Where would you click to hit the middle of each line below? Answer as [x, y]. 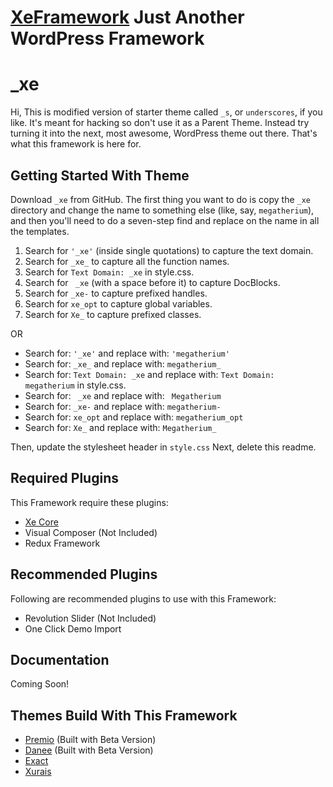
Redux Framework [62, 543]
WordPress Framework [107, 38]
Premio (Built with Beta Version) [90, 740]
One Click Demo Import [73, 628]
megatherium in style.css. [75, 385]
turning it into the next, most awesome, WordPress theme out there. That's [164, 133]
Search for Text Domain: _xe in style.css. [109, 272]
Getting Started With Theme [100, 175]
